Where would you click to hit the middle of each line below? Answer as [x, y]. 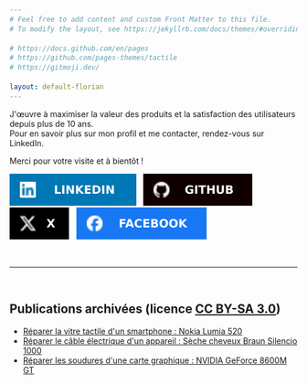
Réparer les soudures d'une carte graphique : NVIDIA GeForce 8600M [155, 360]
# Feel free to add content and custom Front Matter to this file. [141, 19]
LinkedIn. [26, 143]
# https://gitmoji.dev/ [55, 68]
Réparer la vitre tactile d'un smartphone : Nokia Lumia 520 [132, 331]
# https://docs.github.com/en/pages [79, 48]
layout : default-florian [57, 87]
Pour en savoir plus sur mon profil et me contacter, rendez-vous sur [137, 133]
